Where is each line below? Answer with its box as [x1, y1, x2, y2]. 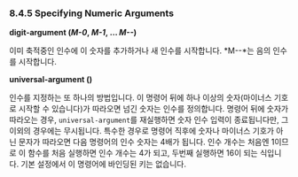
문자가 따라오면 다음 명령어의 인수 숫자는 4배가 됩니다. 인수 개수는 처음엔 [18, 136, 270, 148]
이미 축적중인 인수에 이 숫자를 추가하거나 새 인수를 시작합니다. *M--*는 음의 [9, 45, 271, 56]
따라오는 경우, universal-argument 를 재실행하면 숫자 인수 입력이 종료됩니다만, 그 [9, 114, 289, 126]
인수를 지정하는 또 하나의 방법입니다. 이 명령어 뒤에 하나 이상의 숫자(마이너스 [9, 92, 272, 104]
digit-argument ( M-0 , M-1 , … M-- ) [9, 27, 137, 38]
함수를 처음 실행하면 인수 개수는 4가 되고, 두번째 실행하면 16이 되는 [27, 148, 259, 158]
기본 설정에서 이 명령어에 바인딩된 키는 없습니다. [20, 158, 186, 170]
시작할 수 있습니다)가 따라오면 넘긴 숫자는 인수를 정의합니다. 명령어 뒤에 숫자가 [18, 104, 289, 114]
